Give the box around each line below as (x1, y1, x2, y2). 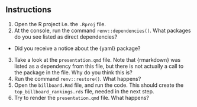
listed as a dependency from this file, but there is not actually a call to (14, 62, 184, 70)
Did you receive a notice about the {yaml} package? (14, 45, 141, 52)
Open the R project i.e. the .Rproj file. (14, 20, 106, 27)
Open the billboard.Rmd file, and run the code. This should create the (14, 81, 184, 89)
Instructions (5, 5, 51, 15)
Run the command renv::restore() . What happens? (14, 75, 141, 82)
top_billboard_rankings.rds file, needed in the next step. (14, 87, 154, 95)
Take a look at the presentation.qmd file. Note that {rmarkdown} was (14, 56, 181, 63)
